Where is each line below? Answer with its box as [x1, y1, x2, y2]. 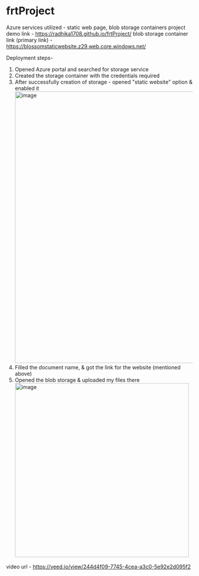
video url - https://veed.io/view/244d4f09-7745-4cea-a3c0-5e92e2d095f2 [6, 563, 191, 570]
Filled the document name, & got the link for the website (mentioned [14, 363, 181, 371]
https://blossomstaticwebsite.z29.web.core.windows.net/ [6, 43, 146, 50]
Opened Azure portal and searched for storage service [14, 65, 149, 72]
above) [14, 370, 33, 377]
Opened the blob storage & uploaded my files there [14, 376, 140, 384]
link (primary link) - [6, 36, 53, 43]
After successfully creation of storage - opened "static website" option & [14, 78, 192, 86]
